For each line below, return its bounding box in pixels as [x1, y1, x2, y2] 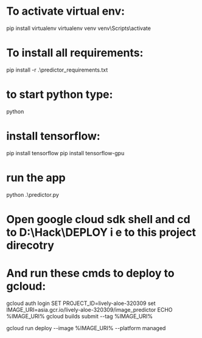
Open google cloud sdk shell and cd [6, 212, 190, 226]
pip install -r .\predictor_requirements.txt [6, 66, 108, 73]
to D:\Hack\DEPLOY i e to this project [6, 225, 197, 239]
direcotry [6, 238, 55, 252]
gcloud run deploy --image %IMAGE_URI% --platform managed [6, 324, 166, 331]
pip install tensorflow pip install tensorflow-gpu [6, 149, 125, 156]
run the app [6, 171, 66, 185]
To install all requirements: [6, 46, 144, 60]
